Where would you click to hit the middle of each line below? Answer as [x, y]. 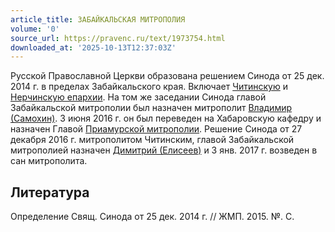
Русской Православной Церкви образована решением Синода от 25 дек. [167, 76]
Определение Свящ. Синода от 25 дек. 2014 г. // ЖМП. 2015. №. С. [152, 217]
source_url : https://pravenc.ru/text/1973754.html [118, 38]
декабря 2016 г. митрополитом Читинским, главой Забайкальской [152, 140]
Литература [50, 192]
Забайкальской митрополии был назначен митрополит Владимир [151, 108]
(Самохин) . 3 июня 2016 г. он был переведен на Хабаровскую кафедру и [166, 118]
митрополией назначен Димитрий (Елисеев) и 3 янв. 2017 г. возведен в [164, 150]
